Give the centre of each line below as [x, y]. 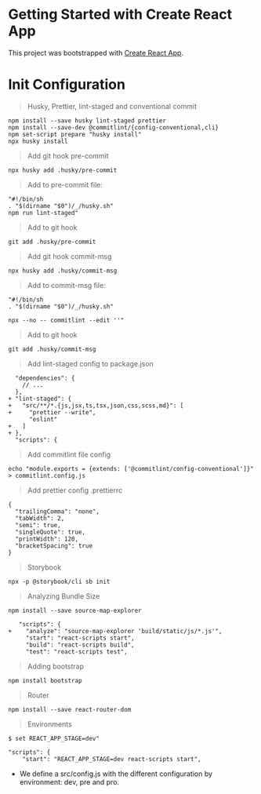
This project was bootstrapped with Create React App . [96, 53]
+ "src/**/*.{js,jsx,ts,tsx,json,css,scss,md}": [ [96, 406]
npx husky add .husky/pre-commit [63, 170]
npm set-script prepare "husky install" [75, 134]
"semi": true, [38, 525]
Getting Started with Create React [120, 15]
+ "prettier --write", [52, 412]
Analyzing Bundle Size [63, 596]
